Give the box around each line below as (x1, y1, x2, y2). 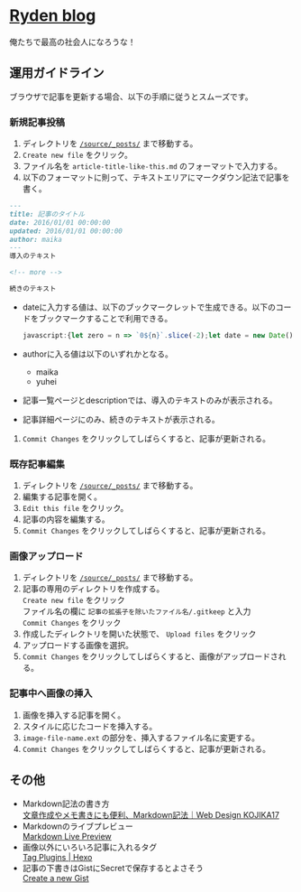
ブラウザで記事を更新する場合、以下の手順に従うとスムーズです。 (9, 91, 253, 102)
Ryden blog (9, 5, 96, 26)
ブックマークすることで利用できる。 (38, 312, 173, 323)
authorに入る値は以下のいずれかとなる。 (22, 348, 174, 359)
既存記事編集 (9, 458, 66, 470)
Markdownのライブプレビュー (22, 821, 133, 832)
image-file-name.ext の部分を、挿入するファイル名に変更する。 (22, 732, 260, 743)
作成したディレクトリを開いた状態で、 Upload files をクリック (22, 628, 257, 639)
